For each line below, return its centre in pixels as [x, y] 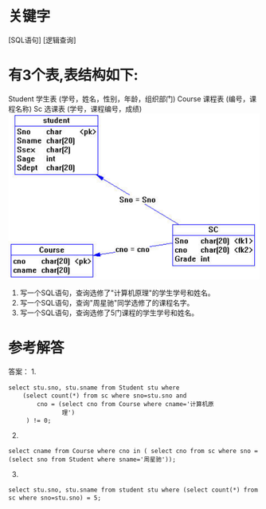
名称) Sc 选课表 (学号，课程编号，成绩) [78, 109]
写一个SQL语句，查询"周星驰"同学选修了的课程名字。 [107, 303]
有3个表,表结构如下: [73, 75]
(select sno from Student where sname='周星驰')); [92, 460]
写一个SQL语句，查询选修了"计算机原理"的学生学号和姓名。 [117, 293]
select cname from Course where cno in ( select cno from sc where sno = [133, 452]
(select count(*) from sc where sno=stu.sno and [105, 396]
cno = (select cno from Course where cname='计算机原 [125, 404]
